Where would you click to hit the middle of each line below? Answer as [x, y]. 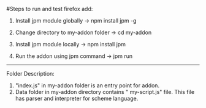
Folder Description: [31, 74]
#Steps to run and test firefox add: [50, 9]
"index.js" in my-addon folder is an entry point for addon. [87, 85]
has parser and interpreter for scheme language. [77, 98]
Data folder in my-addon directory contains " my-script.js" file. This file [105, 92]
